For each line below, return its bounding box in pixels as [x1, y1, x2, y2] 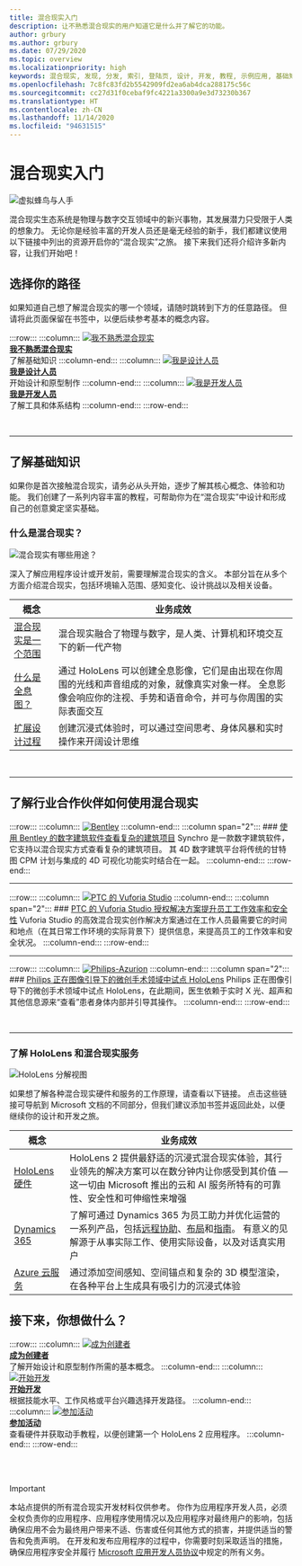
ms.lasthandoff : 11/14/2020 [9, 113, 115, 122]
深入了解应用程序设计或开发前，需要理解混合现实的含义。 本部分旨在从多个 [9, 568, 288, 579]
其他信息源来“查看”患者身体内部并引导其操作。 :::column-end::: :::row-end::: [9, 996, 290, 1007]
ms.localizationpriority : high [9, 64, 127, 73]
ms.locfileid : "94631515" [9, 122, 106, 131]
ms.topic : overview [9, 55, 83, 64]
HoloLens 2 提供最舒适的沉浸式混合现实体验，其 [69, 1152, 274, 1164]
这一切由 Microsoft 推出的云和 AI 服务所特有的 [69, 1179, 263, 1191]
